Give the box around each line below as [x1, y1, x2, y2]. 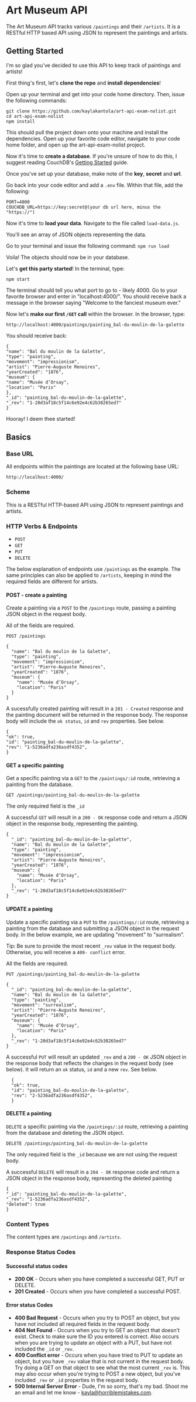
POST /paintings [6, 634, 46, 639]
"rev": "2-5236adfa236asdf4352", [11, 1093, 93, 1098]
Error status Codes [6, 1301, 53, 1308]
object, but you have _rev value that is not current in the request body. [14, 1358, 184, 1365]
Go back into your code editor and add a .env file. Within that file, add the [6, 181, 183, 188]
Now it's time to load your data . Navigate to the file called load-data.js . [6, 219, 180, 226]
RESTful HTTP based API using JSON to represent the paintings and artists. [6, 29, 188, 36]
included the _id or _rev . [14, 1346, 74, 1353]
